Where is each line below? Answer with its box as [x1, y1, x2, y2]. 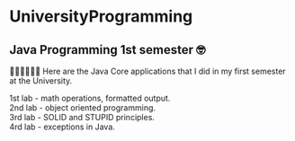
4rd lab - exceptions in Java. [9, 121, 115, 132]
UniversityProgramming [9, 6, 193, 27]
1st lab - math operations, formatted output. [9, 93, 171, 103]
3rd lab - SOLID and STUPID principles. [9, 112, 156, 122]
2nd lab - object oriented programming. [9, 102, 156, 113]
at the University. [9, 75, 73, 86]
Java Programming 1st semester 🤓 [9, 42, 206, 57]
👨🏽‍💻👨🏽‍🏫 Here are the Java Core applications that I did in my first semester [9, 66, 286, 76]
